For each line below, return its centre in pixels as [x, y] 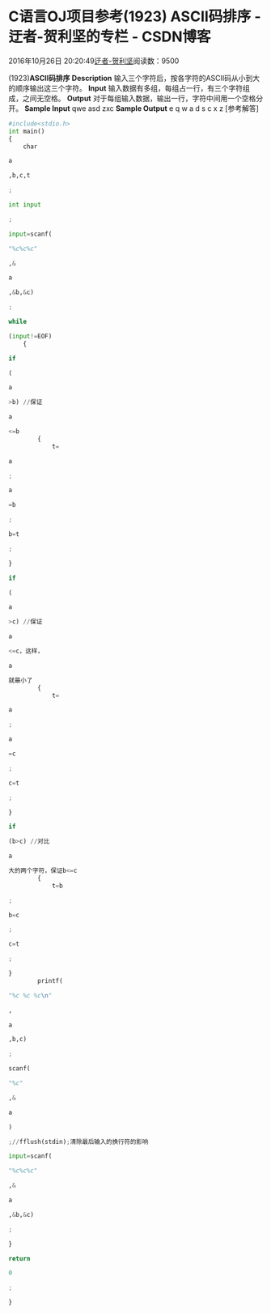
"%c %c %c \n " [30, 995]
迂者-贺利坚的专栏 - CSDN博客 [110, 37]
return [19, 1259]
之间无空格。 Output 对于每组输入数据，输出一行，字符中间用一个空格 [139, 98]
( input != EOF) [30, 336]
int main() [27, 131]
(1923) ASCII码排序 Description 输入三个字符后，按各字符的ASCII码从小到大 [134, 78]
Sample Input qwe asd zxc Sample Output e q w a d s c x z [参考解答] [141, 108]
